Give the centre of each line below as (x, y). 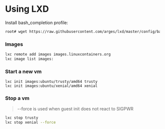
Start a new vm (23, 71)
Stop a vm (17, 98)
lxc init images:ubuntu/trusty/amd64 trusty (51, 82)
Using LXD (27, 9)
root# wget (16, 31)
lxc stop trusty (22, 118)
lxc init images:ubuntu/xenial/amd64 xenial (51, 86)
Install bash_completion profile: (37, 23)
